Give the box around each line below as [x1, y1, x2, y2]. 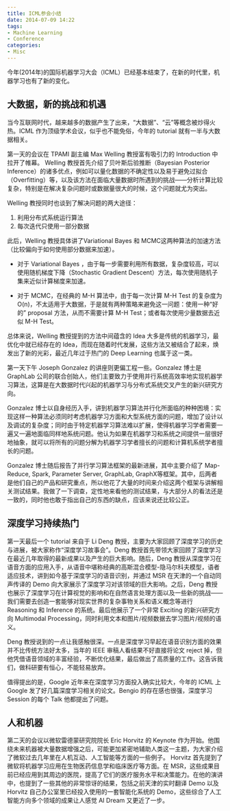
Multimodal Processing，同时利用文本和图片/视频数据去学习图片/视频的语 [14, 614, 222, 622]
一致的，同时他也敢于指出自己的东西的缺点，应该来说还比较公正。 [7, 495, 193, 504]
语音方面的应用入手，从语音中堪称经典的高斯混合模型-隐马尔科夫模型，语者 [7, 563, 220, 571]
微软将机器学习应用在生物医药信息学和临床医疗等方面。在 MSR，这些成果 [7, 762, 214, 771]
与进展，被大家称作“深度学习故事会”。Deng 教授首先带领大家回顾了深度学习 [7, 545, 221, 554]
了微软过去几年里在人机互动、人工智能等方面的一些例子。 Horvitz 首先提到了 [7, 753, 223, 762]
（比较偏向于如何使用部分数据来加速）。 [7, 245, 118, 253]
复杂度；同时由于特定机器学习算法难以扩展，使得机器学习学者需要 [30, 421, 217, 429]
